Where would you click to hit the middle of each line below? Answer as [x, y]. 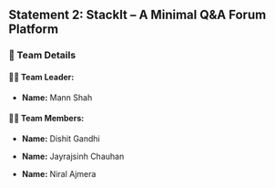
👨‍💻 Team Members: [46, 119]
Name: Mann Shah [57, 97]
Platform [34, 30]
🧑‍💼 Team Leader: [41, 77]
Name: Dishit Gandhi [61, 138]
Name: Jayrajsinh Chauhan [73, 156]
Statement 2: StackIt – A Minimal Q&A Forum [137, 15]
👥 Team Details [42, 56]
